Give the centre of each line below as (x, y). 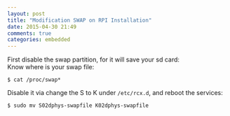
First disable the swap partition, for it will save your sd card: (94, 59)
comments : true (29, 33)
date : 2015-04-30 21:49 (42, 27)
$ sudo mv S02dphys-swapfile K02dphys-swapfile (78, 106)
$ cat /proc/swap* (34, 80)
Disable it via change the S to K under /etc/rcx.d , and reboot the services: (115, 93)
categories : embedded (39, 40)
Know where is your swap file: (51, 67)
